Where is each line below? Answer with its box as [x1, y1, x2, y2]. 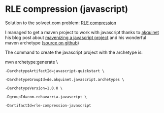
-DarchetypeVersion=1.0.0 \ [5, 85, 63, 91]
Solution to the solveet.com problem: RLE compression [5, 20, 117, 26]
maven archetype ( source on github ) [5, 39, 80, 45]
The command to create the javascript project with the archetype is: [5, 49, 143, 55]
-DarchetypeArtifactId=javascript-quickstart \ [5, 68, 105, 74]
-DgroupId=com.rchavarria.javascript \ [5, 94, 87, 99]
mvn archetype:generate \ [5, 59, 58, 65]
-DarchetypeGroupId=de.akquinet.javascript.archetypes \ [5, 77, 125, 82]
